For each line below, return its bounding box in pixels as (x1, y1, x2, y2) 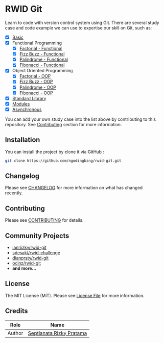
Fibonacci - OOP (19, 90, 53, 96)
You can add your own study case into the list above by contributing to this (5, 116, 156, 122)
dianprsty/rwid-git (12, 255, 49, 261)
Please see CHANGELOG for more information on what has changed (5, 185, 143, 191)
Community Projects (5, 232, 70, 240)
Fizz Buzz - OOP (19, 79, 53, 84)
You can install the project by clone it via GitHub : (5, 149, 104, 155)
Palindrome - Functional (19, 56, 68, 62)
